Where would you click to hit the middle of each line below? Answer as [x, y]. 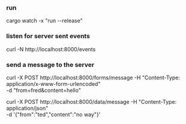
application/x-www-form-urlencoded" [53, 83]
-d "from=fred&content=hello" [43, 90]
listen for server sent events [48, 36]
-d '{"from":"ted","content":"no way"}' [53, 114]
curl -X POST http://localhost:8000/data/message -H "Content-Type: [91, 101]
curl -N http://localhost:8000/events [51, 49]
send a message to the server [50, 64]
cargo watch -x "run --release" [44, 21]
